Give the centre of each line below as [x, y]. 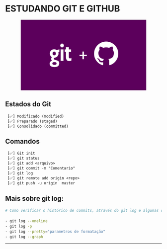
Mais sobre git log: [35, 199]
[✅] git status [23, 159]
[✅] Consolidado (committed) [38, 126]
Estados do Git [28, 104]
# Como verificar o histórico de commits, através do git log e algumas [82, 211]
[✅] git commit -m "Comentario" [41, 168]
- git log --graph [24, 237]
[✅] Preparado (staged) [32, 121]
